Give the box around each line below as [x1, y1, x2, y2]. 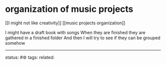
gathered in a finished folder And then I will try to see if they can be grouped [5, 35, 161, 41]
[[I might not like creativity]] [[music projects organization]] [5, 20, 125, 26]
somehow [5, 40, 26, 46]
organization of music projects [5, 3, 133, 15]
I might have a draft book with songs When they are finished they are [5, 29, 146, 35]
